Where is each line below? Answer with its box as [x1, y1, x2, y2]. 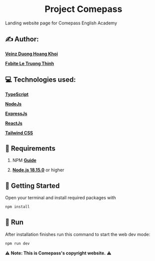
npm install [5, 204, 30, 210]
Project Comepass [44, 3, 123, 15]
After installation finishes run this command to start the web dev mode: [5, 231, 151, 237]
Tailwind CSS [5, 130, 33, 135]
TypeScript [5, 91, 29, 97]
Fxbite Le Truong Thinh [5, 60, 54, 66]
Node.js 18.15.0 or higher [12, 167, 65, 173]
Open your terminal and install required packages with [5, 195, 116, 201]
